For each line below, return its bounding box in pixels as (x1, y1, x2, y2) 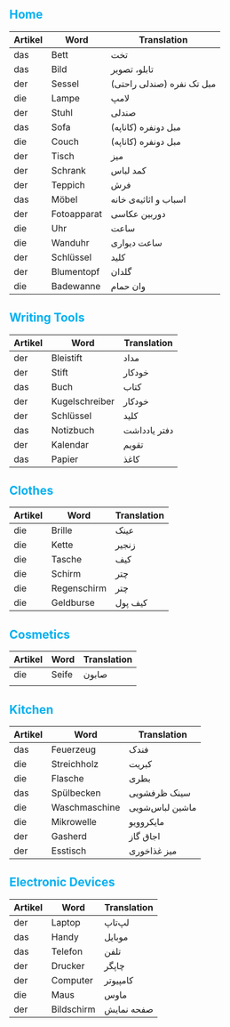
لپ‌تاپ (104, 916, 130, 928)
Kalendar (51, 438, 89, 450)
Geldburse (51, 596, 95, 609)
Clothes (9, 483, 54, 498)
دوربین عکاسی (110, 207, 166, 220)
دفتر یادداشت (123, 424, 174, 436)
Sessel (51, 77, 80, 90)
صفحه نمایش (104, 1003, 154, 1015)
